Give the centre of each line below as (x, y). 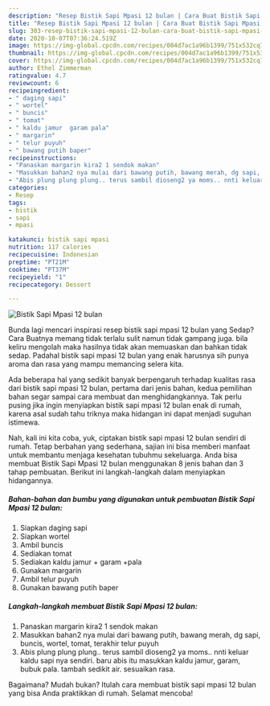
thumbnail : (27, 53)
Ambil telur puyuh (49, 579)
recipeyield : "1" (37, 277)
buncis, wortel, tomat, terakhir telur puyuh (89, 643)
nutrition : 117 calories (50, 247)
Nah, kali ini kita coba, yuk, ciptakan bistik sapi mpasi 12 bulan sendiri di (127, 438)
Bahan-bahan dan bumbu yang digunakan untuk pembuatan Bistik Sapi (132, 499)
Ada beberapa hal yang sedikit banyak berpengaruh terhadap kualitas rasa (132, 380)
